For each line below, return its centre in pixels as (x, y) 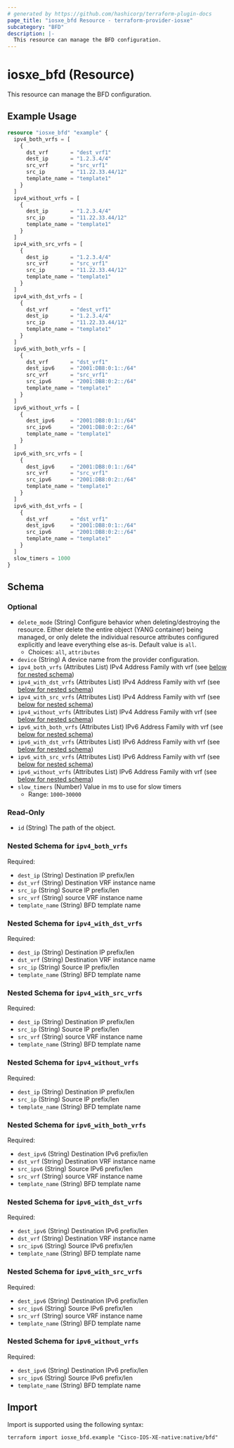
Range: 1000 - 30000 (55, 794)
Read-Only (26, 813)
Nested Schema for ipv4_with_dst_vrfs (75, 923)
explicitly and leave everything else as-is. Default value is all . (107, 644)
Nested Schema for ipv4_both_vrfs (67, 846)
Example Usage (42, 117)
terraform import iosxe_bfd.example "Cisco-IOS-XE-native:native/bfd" (113, 1437)
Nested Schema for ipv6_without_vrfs (73, 1341)
